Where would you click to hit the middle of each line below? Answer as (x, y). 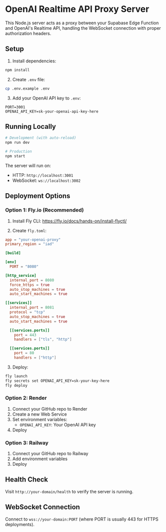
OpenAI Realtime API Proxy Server (77, 9)
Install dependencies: (34, 61)
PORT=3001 (15, 107)
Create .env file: (29, 79)
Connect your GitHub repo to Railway (50, 454)
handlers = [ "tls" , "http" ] (43, 340)
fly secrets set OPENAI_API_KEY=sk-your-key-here (57, 381)
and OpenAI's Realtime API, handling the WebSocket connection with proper (83, 28)
